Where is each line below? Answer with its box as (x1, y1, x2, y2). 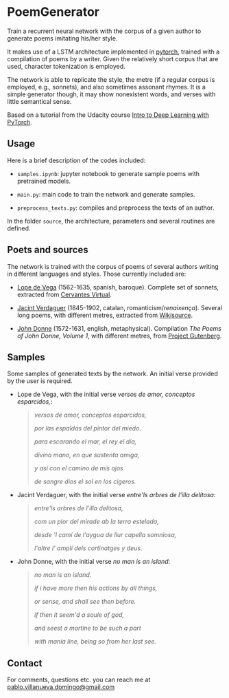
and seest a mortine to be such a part (34, 624, 142, 633)
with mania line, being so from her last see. (34, 637, 156, 646)
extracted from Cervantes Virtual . (16, 290, 112, 298)
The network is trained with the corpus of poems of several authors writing (7, 262, 219, 270)
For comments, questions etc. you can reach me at (7, 675, 151, 684)
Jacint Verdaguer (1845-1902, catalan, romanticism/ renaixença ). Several (16, 303, 223, 312)
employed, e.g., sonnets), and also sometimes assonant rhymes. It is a (7, 83, 206, 91)
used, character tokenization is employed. (7, 62, 125, 70)
